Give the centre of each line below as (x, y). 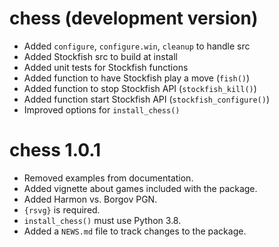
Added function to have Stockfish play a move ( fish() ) (137, 78)
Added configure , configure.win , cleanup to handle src (137, 46)
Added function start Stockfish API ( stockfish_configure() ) (147, 99)
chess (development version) (134, 18)
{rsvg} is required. (62, 209)
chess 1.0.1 (55, 150)
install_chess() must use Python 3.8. (102, 220)
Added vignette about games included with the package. (140, 188)
